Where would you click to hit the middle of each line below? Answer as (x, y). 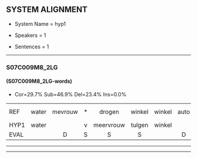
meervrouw (109, 125)
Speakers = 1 (30, 35)
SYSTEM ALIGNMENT (47, 10)
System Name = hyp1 (40, 23)
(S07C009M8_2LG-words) (39, 81)
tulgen (140, 125)
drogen (109, 112)
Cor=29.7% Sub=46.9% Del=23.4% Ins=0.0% (70, 94)
